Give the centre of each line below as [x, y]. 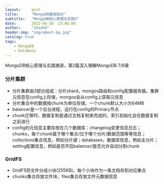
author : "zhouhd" [27, 28]
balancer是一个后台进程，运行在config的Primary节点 [66, 109]
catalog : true [20, 37]
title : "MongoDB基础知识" [36, 14]
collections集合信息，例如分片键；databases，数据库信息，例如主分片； [85, 140]
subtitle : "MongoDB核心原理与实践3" [42, 19]
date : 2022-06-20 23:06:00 [41, 23]
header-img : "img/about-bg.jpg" [38, 32]
